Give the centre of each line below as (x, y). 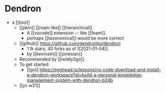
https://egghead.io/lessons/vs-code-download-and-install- (100, 69)
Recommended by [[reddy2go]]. (52, 59)
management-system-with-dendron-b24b (70, 80)
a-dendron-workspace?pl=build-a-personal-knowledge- (85, 75)
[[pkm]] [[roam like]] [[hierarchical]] (56, 27)
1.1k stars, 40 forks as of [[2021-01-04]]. (68, 48)
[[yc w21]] (30, 85)
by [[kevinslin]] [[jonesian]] (54, 54)
